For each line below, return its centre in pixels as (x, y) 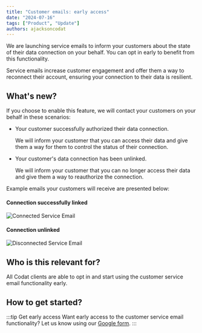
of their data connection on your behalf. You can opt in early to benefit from (100, 53)
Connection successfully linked (47, 202)
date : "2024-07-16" (31, 18)
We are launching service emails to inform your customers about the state (98, 46)
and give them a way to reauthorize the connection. (79, 177)
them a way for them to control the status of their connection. (92, 147)
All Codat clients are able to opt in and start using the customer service (95, 277)
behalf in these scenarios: (38, 117)
